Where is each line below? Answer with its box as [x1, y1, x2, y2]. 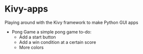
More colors [19, 44, 44, 50]
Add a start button [19, 34, 56, 40]
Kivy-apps [4, 3, 48, 15]
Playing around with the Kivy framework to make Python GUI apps [4, 19, 139, 25]
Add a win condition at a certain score [19, 39, 96, 45]
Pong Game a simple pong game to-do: [11, 29, 92, 35]
